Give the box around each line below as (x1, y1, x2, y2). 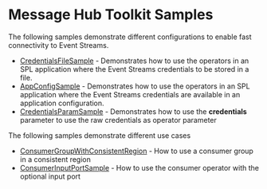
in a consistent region (19, 154, 92, 164)
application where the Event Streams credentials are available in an (19, 89, 241, 99)
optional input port (19, 171, 81, 181)
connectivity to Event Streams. (8, 40, 109, 49)
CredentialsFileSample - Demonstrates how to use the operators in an (19, 56, 249, 65)
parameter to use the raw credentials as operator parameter (19, 115, 218, 124)
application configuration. (19, 98, 105, 108)
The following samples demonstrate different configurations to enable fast (8, 32, 253, 41)
